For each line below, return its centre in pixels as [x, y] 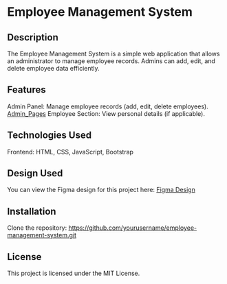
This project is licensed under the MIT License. [74, 273]
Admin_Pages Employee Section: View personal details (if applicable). [106, 113]
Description [33, 37]
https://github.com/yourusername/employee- [133, 228]
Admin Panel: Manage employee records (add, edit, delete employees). [108, 106]
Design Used [35, 173]
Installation [32, 211]
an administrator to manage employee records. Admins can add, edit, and [111, 61]
